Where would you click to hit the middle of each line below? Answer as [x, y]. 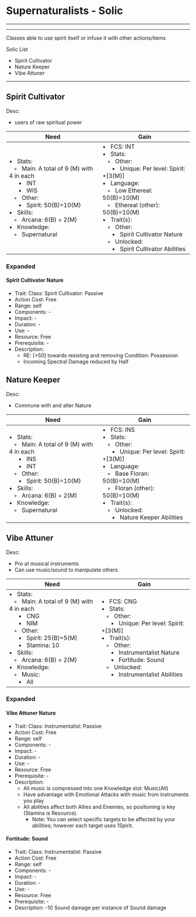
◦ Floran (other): [131, 488]
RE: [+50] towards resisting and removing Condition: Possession [101, 355]
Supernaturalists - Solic [65, 11]
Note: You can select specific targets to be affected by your [104, 819]
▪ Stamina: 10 [39, 645]
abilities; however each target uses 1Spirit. [83, 825]
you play [34, 800]
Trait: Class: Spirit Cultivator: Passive [59, 293]
